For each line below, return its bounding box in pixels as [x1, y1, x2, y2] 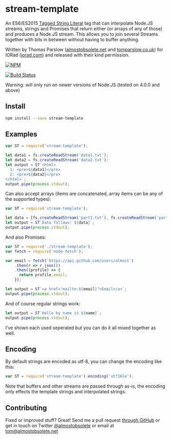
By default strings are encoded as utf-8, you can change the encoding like [5, 358, 162, 365]
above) [5, 87, 20, 93]
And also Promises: [5, 234, 46, 240]
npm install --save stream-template [5, 116, 83, 121]
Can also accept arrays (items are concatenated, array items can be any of [5, 190, 163, 197]
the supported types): [5, 196, 51, 202]
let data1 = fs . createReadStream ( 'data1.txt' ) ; [5, 152, 109, 158]
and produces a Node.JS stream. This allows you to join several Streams [5, 31, 158, 37]
